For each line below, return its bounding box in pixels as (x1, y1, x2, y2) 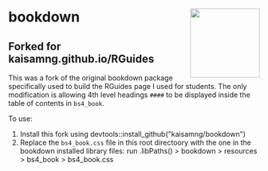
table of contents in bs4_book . (8, 99, 105, 107)
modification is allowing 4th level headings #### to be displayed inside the (8, 90, 251, 99)
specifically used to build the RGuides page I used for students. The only (8, 82, 247, 91)
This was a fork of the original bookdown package (8, 73, 173, 83)
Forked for (8, 40, 61, 53)
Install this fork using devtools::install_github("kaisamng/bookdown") (19, 130, 246, 138)
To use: (8, 114, 33, 123)
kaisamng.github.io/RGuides (8, 52, 155, 65)
